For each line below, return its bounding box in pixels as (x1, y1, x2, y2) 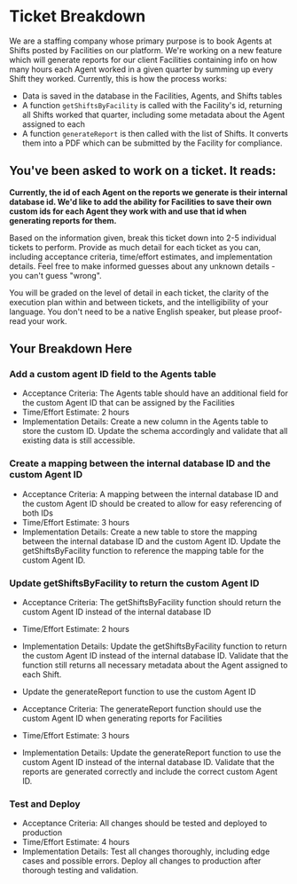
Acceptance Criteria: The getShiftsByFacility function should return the (21, 597, 282, 608)
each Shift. (21, 669, 62, 680)
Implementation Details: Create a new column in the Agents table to (21, 416, 269, 427)
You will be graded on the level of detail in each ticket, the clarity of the (9, 287, 269, 298)
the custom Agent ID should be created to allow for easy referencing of (21, 498, 282, 509)
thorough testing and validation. (21, 865, 139, 876)
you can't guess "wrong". (9, 270, 102, 280)
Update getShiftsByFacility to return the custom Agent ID (9, 577, 260, 589)
